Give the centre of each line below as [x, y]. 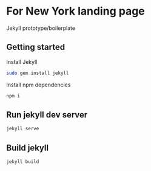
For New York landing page [76, 11]
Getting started [36, 47]
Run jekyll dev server [47, 115]
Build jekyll [28, 148]
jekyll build [23, 162]
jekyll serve [23, 129]
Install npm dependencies [39, 85]
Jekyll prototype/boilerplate [41, 28]
